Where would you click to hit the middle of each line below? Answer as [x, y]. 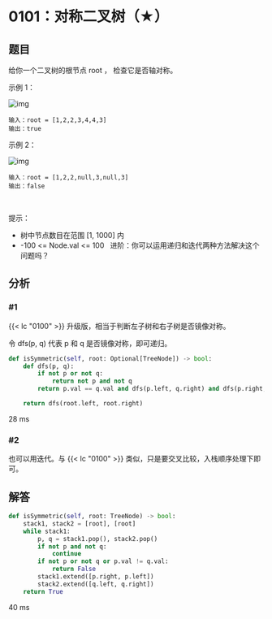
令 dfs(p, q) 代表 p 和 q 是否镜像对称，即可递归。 [90, 343]
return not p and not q [92, 381]
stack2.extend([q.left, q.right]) [96, 584]
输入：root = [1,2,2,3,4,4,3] [58, 120]
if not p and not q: [72, 546]
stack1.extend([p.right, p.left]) [96, 577]
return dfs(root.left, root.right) [83, 404]
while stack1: [47, 531]
